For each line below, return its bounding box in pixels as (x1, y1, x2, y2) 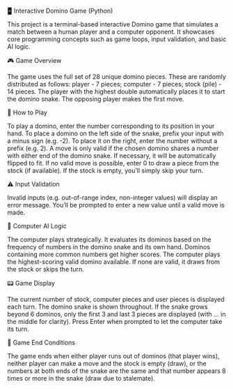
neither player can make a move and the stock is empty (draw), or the (7, 360, 207, 367)
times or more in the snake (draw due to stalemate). (7, 374, 155, 382)
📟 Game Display (7, 279, 56, 287)
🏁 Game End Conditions (7, 339, 75, 346)
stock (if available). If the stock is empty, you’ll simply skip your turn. (7, 166, 204, 175)
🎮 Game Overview (7, 57, 62, 64)
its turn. (7, 325, 29, 333)
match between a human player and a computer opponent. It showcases (7, 28, 215, 36)
